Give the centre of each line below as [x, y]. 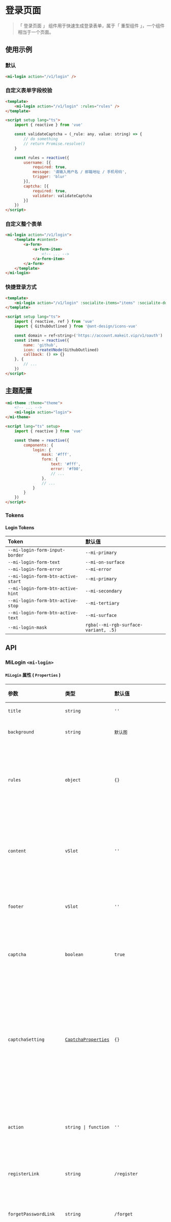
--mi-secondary [104, 591]
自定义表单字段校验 [29, 91]
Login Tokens [20, 527]
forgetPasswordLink [31, 1214]
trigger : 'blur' [50, 177]
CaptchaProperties [87, 1039]
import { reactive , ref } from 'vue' [54, 322]
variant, [96, 630]
